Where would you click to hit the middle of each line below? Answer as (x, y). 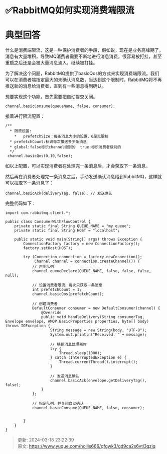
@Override (51, 313)
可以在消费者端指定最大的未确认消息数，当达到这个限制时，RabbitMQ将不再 (83, 80)
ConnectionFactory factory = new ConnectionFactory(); (82, 244)
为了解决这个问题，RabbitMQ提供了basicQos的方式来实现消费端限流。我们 (82, 73)
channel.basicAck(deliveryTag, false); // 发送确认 (59, 194)
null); (12, 276)
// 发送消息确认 (65, 376)
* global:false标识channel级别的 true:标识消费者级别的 (65, 147)
